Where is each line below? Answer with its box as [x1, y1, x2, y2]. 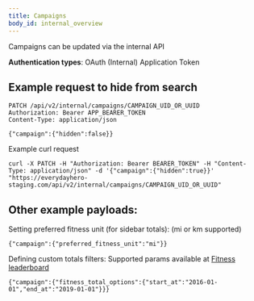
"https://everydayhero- [8, 174, 89, 182]
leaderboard [8, 263, 50, 273]
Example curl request [8, 144, 79, 154]
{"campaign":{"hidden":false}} [8, 130, 114, 138]
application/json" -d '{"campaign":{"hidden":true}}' [29, 167, 215, 175]
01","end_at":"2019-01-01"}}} [8, 286, 110, 294]
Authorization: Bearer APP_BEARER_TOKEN [8, 109, 147, 117]
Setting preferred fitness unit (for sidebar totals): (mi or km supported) [8, 224, 242, 234]
